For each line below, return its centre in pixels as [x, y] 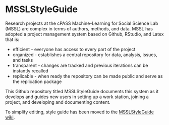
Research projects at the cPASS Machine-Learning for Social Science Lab [82, 23]
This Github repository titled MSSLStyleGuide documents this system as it [82, 91]
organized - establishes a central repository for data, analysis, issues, [85, 55]
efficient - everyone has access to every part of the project [74, 49]
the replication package [37, 81]
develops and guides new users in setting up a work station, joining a [77, 97]
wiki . [10, 117]
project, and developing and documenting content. [58, 102]
